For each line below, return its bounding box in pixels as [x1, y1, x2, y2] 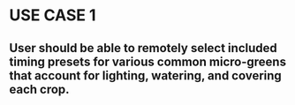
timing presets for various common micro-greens [9, 54, 287, 69]
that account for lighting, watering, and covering [9, 68, 283, 83]
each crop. [9, 81, 70, 97]
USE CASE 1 [9, 5, 96, 26]
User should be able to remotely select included [9, 41, 277, 56]
